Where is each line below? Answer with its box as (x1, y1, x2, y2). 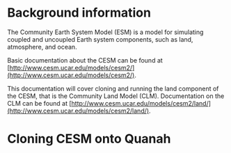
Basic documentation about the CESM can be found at (7, 56, 164, 64)
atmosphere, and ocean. (7, 42, 78, 51)
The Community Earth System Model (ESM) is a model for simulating (7, 28, 204, 36)
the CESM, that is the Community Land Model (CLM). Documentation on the (7, 92, 225, 100)
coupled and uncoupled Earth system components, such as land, (7, 35, 193, 43)
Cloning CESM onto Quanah (7, 131, 171, 147)
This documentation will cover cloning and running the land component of (7, 84, 219, 92)
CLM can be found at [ (7, 99, 72, 107)
